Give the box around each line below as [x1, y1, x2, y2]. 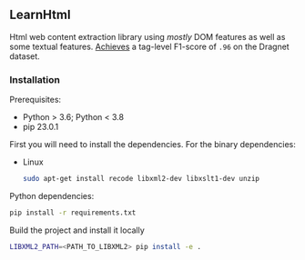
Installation [9, 73, 61, 85]
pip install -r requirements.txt [9, 208, 137, 217]
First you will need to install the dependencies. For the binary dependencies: [9, 139, 296, 150]
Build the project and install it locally [9, 225, 146, 235]
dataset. [9, 50, 41, 62]
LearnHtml [9, 7, 71, 23]
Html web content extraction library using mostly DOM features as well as [9, 31, 286, 42]
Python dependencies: [9, 190, 95, 201]
